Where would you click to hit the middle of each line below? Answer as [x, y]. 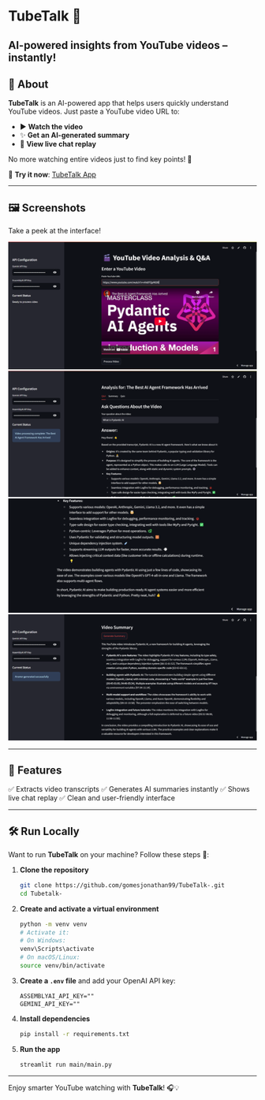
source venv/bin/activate [62, 966]
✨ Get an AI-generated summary [75, 135]
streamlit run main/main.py [65, 1065]
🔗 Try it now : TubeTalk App [52, 175]
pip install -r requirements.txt [75, 1034]
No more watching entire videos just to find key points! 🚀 [100, 159]
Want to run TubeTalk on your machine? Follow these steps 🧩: [109, 854]
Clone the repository [54, 870]
